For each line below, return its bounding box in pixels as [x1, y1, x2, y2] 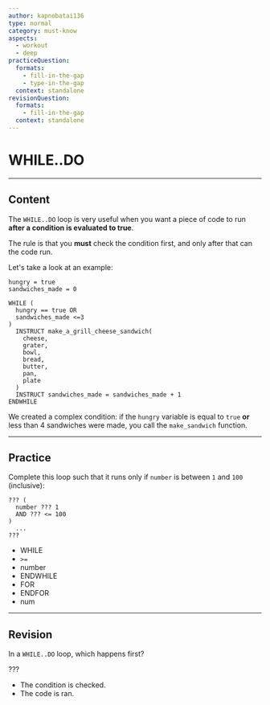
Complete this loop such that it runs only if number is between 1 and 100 [8, 472, 243, 482]
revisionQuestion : [8, 94, 70, 102]
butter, [22, 363, 48, 371]
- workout [15, 42, 48, 50]
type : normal [8, 19, 52, 27]
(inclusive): [8, 481, 45, 490]
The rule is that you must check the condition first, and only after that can [8, 238, 253, 248]
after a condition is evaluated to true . [8, 223, 134, 232]
